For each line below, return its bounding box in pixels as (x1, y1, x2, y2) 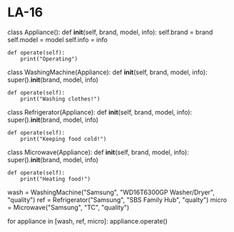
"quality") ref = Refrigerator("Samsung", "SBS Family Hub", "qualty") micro (7, 195, 227, 204)
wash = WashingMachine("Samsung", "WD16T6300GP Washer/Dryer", (7, 188, 215, 196)
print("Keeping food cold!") (20, 135, 107, 142)
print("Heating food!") (20, 175, 91, 182)
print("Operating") (20, 55, 78, 63)
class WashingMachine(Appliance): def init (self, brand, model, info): (7, 68, 208, 76)
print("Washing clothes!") (20, 95, 101, 102)
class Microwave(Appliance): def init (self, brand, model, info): (7, 147, 189, 157)
